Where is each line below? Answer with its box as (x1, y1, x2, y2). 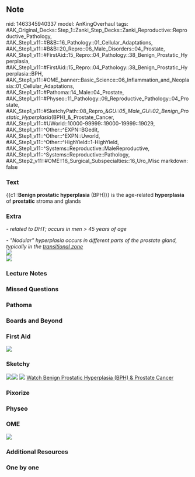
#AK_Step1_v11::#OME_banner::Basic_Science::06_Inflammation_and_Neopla (6, 76, 190, 83)
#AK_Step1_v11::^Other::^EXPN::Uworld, (6, 132, 100, 139)
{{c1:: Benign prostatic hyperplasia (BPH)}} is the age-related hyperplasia (6, 192, 185, 199)
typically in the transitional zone (6, 243, 83, 250)
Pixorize (6, 389, 30, 397)
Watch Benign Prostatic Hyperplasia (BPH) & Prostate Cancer (26, 374, 174, 381)
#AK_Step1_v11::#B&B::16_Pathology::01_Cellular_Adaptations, (6, 39, 153, 46)
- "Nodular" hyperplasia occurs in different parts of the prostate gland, (6, 237, 177, 244)
